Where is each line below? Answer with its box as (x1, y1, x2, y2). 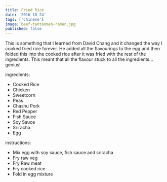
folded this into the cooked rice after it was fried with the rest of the (5, 51, 146, 57)
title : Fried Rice (5, 7, 44, 13)
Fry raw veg (12, 155, 38, 161)
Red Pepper (12, 108, 37, 115)
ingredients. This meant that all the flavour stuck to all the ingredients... (5, 56, 153, 62)
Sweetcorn (12, 92, 35, 98)
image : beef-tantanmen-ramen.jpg (5, 21, 76, 27)
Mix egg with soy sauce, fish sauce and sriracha (12, 150, 114, 156)
